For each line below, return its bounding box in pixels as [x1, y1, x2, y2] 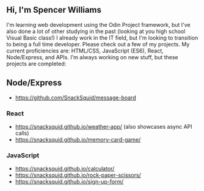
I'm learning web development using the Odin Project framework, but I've [6, 21, 191, 28]
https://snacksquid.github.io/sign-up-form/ [15, 178, 124, 186]
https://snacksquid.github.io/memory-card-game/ [15, 135, 141, 143]
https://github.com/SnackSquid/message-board [15, 94, 136, 101]
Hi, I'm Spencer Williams [6, 5, 102, 15]
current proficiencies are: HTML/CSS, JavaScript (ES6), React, [6, 47, 164, 54]
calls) [15, 129, 29, 137]
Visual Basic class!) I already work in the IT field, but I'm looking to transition [6, 34, 199, 41]
